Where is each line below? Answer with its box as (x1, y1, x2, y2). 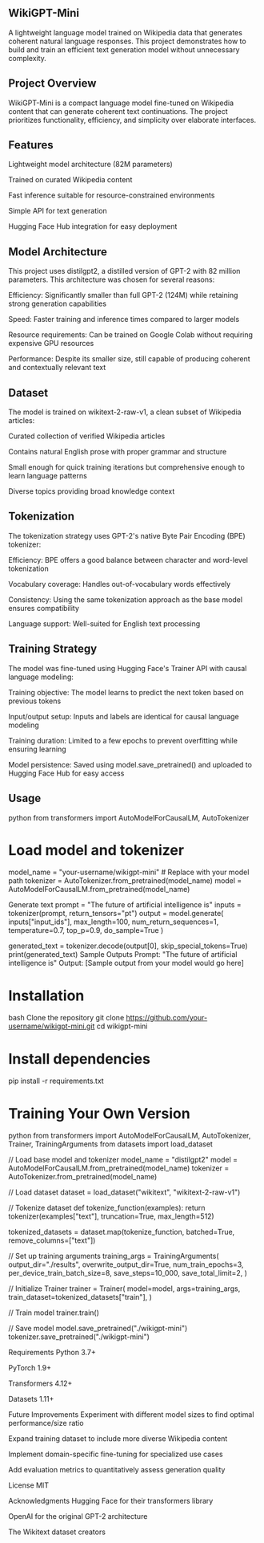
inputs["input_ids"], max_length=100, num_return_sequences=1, (8, 917, 219, 926)
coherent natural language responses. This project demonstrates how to (8, 36, 246, 46)
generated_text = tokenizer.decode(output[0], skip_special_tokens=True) (8, 941, 248, 951)
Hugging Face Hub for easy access (8, 768, 125, 778)
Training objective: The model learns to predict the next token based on (8, 687, 244, 697)
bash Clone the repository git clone (8, 1013, 125, 1023)
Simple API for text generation (8, 206, 108, 216)
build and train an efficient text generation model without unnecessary (8, 44, 240, 55)
